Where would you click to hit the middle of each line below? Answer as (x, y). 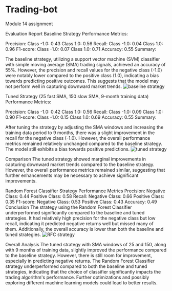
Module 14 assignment (29, 24)
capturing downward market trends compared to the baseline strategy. (80, 164)
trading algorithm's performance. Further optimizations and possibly (77, 277)
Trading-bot (31, 10)
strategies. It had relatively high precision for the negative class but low (80, 218)
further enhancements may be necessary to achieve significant (72, 175)
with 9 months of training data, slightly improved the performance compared (86, 250)
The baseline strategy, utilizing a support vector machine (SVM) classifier (83, 59)
